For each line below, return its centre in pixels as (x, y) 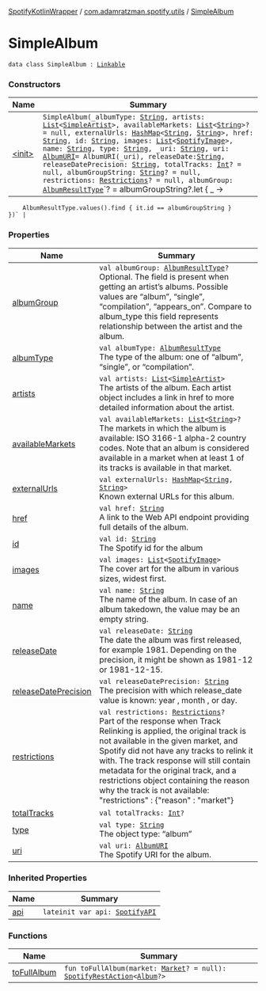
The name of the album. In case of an (168, 599)
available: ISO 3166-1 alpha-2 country (173, 438)
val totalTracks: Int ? (141, 813)
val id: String (127, 539)
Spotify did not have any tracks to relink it (176, 750)
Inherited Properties (47, 878)
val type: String (131, 825)
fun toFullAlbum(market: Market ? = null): (145, 968)
